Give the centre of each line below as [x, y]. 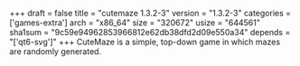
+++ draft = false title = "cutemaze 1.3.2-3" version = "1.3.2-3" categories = [150, 13]
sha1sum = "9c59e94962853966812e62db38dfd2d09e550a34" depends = [150, 32]
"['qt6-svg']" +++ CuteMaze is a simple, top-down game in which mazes [145, 42]
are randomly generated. [56, 52]
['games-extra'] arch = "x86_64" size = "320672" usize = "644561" [135, 23]
